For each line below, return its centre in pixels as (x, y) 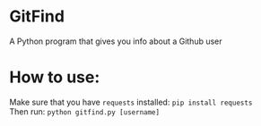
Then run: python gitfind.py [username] (84, 111)
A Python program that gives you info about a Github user (116, 41)
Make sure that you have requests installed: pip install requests (131, 102)
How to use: (55, 77)
